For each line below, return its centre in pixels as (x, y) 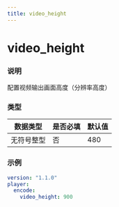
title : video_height (37, 14)
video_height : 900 (46, 197)
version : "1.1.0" (32, 178)
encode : (25, 191)
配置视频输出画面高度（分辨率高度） (59, 88)
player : (18, 184)
